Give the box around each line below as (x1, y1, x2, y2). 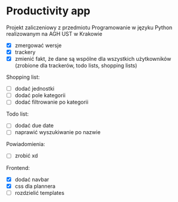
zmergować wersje (14, 42, 62, 49)
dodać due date (14, 122, 54, 129)
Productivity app (6, 4, 90, 18)
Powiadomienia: (6, 141, 46, 148)
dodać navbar (14, 176, 49, 183)
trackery (14, 49, 36, 55)
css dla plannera (14, 182, 55, 189)
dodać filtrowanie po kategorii (14, 98, 89, 105)
